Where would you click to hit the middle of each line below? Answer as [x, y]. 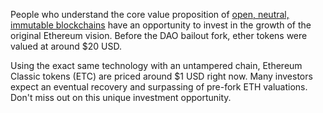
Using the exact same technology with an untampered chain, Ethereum [156, 65]
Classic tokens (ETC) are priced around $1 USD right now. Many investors [161, 76]
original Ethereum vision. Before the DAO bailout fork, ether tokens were [159, 35]
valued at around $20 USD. [66, 46]
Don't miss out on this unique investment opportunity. [121, 97]
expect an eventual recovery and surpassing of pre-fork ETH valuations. [159, 87]
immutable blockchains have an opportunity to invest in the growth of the [161, 25]
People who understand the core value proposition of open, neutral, [150, 14]
